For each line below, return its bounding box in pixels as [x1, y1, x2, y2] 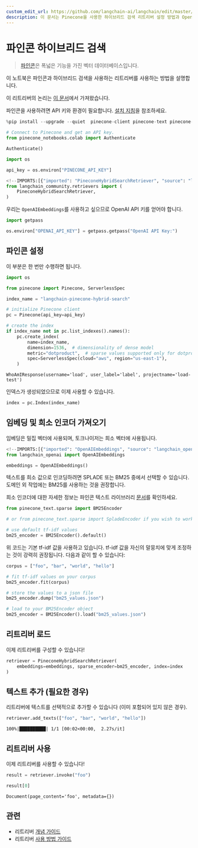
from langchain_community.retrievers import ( [6, 183, 123, 189]
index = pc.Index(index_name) [6, 400, 81, 406]
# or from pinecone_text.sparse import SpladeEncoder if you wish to [6, 516, 181, 522]
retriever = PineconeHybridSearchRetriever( [6, 658, 117, 664]
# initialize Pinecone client [6, 307, 81, 313]
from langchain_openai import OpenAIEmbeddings [6, 451, 126, 458]
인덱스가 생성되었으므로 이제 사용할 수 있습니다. [6, 388, 115, 395]
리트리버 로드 [6, 629, 51, 639]
